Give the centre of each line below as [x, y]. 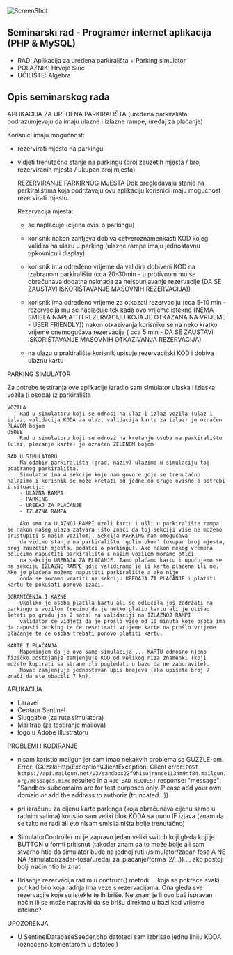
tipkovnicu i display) [56, 253]
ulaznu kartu [46, 360]
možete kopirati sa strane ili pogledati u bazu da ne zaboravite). [109, 664]
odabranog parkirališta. [43, 468]
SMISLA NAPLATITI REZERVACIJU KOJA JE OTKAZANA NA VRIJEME [127, 317]
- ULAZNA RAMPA [42, 493]
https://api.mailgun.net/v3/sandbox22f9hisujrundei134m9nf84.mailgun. [122, 773]
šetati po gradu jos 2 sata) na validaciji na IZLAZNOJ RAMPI [99, 615]
